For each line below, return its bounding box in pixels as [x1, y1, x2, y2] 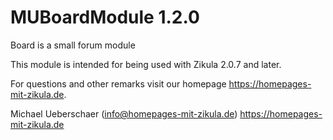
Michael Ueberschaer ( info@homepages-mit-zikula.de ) [10, 107, 238, 120]
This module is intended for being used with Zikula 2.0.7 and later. [10, 58, 282, 70]
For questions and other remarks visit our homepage [10, 77, 227, 90]
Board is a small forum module [10, 39, 136, 51]
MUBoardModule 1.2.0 [10, 6, 200, 29]
